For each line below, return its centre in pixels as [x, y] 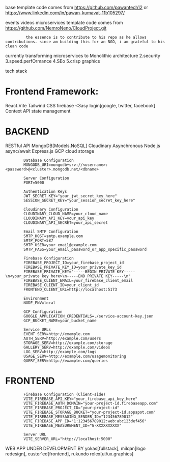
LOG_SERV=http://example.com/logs [60, 352]
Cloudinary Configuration [51, 209]
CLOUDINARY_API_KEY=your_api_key [59, 218]
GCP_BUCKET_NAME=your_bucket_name [60, 321]
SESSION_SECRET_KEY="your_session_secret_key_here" [80, 200]
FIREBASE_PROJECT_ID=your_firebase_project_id [74, 263]
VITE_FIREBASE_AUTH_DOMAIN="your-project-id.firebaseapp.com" [91, 403]
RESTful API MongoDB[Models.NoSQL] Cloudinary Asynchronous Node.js [83, 146]
